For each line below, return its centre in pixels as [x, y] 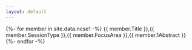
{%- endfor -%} [25, 41]
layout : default [26, 12]
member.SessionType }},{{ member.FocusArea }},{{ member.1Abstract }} [96, 35]
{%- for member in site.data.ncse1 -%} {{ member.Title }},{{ [80, 29]
